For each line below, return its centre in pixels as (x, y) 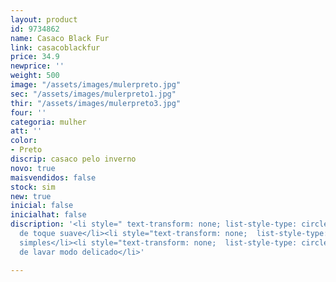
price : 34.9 (35, 57)
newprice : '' (37, 66)
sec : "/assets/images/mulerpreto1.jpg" (93, 94)
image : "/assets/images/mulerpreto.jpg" (96, 85)
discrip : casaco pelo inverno (73, 159)
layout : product (44, 19)
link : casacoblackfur (55, 47)
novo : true (33, 168)
